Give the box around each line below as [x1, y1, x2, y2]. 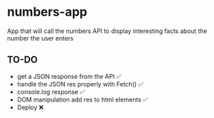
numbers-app [7, 4, 88, 20]
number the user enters [7, 34, 74, 42]
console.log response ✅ [16, 87, 86, 96]
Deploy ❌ [16, 103, 44, 111]
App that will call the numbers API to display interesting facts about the [7, 27, 208, 35]
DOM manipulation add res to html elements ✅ [16, 95, 149, 104]
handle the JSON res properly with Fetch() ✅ [16, 80, 144, 88]
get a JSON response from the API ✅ [16, 72, 122, 80]
